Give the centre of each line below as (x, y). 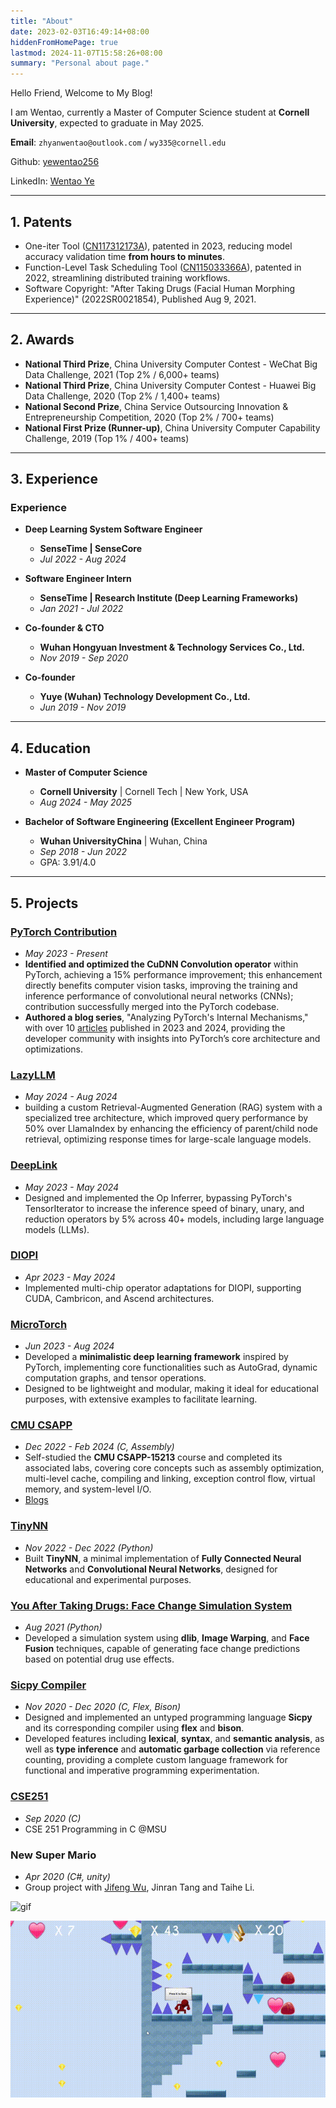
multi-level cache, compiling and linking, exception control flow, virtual (170, 1479)
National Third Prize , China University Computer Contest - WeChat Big (171, 364)
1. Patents (41, 221)
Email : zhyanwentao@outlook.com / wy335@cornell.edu (118, 142)
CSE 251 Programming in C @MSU (95, 1829)
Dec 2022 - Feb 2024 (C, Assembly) (99, 1447)
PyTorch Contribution (64, 932)
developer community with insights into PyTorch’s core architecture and (172, 1038)
